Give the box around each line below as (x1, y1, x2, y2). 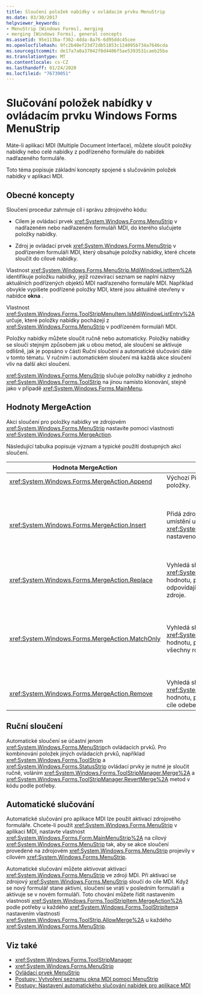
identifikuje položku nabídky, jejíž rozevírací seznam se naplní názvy (6, 273, 176, 280)
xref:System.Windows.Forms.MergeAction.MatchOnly (9, 634, 161, 643)
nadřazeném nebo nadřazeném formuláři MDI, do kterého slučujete (14, 224, 182, 231)
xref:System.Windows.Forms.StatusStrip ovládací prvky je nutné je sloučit (6, 763, 189, 770)
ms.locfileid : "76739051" (6, 70, 71, 76)
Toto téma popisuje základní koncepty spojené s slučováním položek (6, 166, 177, 173)
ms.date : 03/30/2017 (6, 14, 58, 20)
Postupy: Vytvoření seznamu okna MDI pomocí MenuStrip (14, 976, 159, 983)
